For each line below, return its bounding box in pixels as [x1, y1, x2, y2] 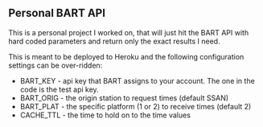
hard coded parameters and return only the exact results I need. [8, 36, 220, 46]
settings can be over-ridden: [8, 60, 103, 70]
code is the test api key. [19, 84, 99, 94]
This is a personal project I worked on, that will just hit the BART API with [8, 27, 249, 37]
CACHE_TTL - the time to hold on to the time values [19, 110, 191, 120]
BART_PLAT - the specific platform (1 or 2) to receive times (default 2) [19, 101, 252, 111]
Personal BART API [8, 6, 106, 20]
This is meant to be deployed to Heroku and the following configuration [8, 51, 245, 61]
